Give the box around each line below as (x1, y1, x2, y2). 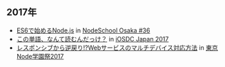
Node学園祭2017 (16, 52, 64, 60)
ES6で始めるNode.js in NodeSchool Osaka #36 (16, 26, 150, 35)
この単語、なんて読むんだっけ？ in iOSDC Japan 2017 (16, 35, 169, 43)
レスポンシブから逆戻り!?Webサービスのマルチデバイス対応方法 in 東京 (16, 44, 218, 52)
